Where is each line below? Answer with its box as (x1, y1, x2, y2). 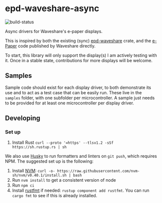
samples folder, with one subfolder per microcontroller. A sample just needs (5, 95, 155, 101)
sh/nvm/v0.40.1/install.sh (12, 173, 67, 178)
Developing (5, 114, 40, 122)
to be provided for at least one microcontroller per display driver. (5, 100, 134, 106)
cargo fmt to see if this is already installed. (12, 193, 97, 199)
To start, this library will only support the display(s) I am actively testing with (5, 52, 157, 58)
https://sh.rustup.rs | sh (12, 145, 67, 150)
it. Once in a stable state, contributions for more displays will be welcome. (5, 57, 153, 63)
